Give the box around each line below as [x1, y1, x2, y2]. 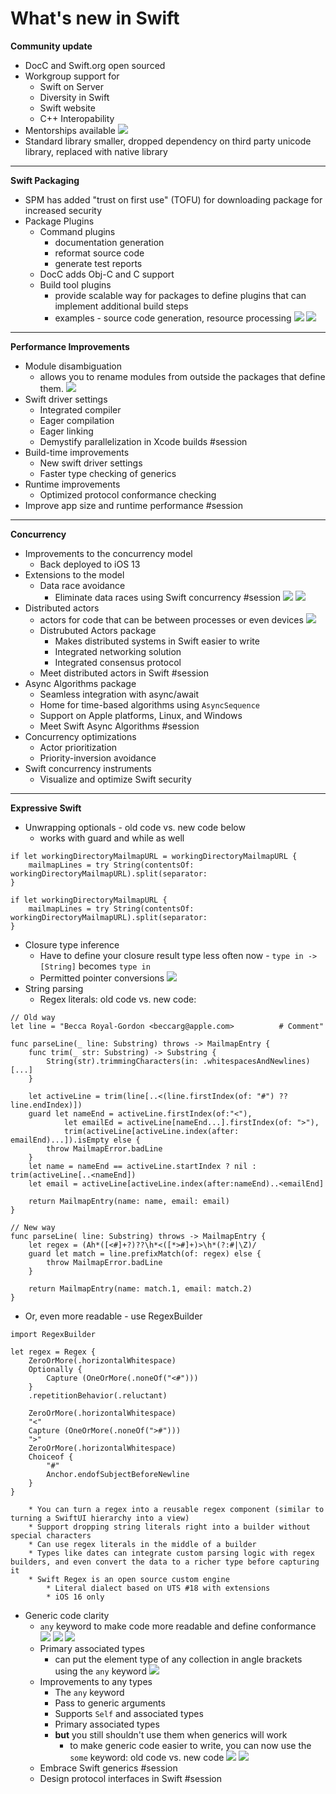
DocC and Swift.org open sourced [24, 59, 166, 71]
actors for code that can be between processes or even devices [39, 613, 304, 626]
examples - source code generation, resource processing [54, 312, 292, 324]
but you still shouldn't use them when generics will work [54, 1728, 288, 1741]
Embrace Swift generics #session [39, 1762, 178, 1774]
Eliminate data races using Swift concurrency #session [54, 591, 282, 603]
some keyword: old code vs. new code [69, 1751, 225, 1763]
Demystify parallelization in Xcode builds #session [39, 435, 248, 447]
